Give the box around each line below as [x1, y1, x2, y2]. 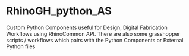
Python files [6, 43, 36, 50]
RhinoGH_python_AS [6, 4, 112, 18]
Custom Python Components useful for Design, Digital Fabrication [6, 24, 168, 31]
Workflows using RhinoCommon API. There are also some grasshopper [6, 30, 180, 37]
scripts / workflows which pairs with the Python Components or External [6, 36, 184, 43]
